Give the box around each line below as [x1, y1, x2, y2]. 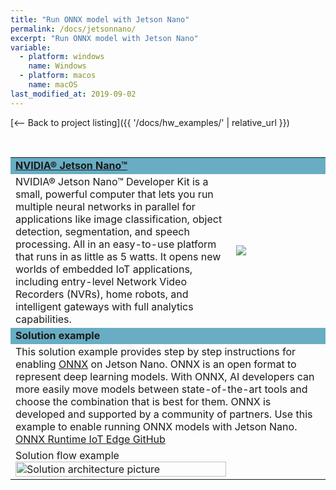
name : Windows [28, 61, 87, 71]
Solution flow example [15, 448, 120, 462]
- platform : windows [19, 52, 105, 62]
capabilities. [15, 312, 72, 326]
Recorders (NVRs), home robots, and [15, 287, 189, 301]
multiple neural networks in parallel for [15, 199, 196, 213]
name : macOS [28, 80, 78, 90]
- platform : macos [19, 71, 97, 81]
